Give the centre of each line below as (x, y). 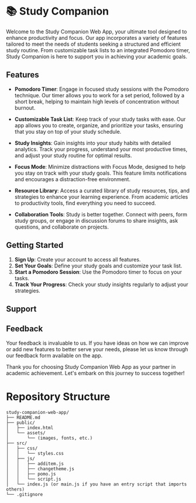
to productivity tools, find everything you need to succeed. (85, 203)
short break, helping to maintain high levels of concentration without (97, 101)
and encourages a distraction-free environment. (72, 179)
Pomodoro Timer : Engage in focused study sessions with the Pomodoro (102, 89)
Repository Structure (58, 397)
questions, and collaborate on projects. (62, 227)
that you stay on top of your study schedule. (68, 131)
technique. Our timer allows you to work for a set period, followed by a (99, 95)
